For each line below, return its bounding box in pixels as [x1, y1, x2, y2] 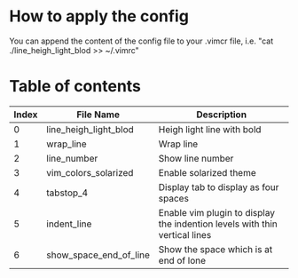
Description [196, 108, 247, 121]
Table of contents [9, 76, 142, 97]
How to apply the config [9, 6, 189, 27]
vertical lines [158, 228, 212, 241]
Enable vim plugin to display [158, 206, 275, 218]
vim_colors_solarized [46, 166, 134, 179]
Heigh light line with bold [158, 123, 262, 135]
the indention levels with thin [158, 218, 278, 230]
